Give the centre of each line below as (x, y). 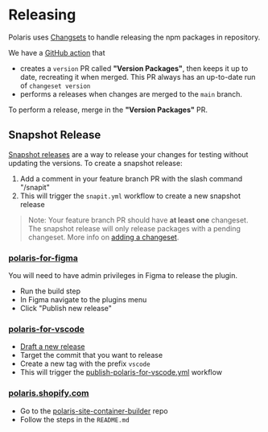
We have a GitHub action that (57, 52)
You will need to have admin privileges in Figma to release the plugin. (123, 276)
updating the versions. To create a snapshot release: (95, 163)
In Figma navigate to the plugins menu (83, 300)
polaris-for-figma (43, 258)
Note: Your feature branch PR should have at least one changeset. (138, 220)
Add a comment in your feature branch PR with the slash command (131, 178)
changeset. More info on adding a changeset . (103, 237)
